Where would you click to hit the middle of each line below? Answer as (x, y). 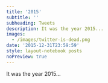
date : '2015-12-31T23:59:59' (43, 46)
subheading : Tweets (31, 23)
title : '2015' (24, 12)
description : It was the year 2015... (55, 29)
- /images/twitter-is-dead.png (51, 40)
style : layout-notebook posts (44, 51)
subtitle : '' (23, 17)
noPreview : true (27, 57)
